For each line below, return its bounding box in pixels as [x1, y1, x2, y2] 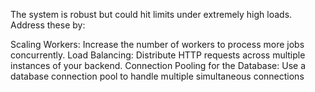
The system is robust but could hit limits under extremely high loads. [10, 9, 293, 20]
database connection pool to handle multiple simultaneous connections [10, 70, 305, 82]
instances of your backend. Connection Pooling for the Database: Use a [10, 60, 307, 71]
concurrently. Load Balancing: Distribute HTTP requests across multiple [10, 49, 306, 61]
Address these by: [10, 19, 86, 31]
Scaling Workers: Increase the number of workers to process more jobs [10, 39, 305, 50]
